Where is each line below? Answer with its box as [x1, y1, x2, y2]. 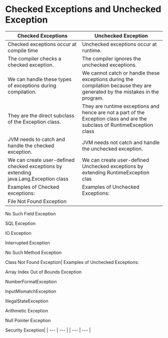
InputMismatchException [5, 288, 56, 294]
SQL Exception [5, 220, 36, 226]
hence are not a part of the [82, 109, 145, 116]
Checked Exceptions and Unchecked [5, 4, 161, 15]
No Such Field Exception [5, 210, 56, 216]
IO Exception [5, 230, 31, 236]
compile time [7, 47, 38, 54]
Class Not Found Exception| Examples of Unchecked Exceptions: [5, 259, 139, 265]
